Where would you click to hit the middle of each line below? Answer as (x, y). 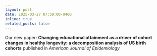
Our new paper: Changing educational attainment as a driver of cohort (79, 38)
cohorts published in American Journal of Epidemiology (62, 48)
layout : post (19, 10)
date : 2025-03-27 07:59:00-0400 (38, 14)
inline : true (19, 19)
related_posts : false (27, 24)
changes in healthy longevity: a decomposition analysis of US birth (76, 43)
